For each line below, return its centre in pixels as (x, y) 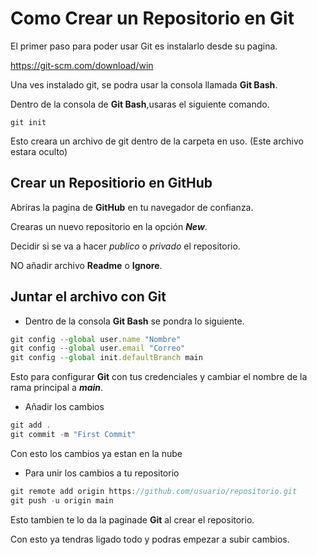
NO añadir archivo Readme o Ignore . (86, 265)
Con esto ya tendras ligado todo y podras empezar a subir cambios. (150, 539)
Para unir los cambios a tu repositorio (102, 473)
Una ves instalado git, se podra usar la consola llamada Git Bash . (144, 84)
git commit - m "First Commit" (73, 435)
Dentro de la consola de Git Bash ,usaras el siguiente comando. (140, 104)
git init (28, 122)
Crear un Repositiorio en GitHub (111, 183)
